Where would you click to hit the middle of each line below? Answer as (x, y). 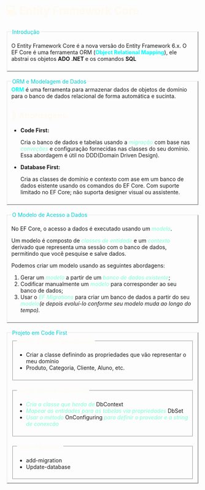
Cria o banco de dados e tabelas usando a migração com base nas (105, 142)
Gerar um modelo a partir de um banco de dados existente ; (95, 277)
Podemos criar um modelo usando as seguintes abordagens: (88, 265)
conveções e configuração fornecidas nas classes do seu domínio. (105, 149)
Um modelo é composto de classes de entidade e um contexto (91, 240)
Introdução (26, 32)
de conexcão (43, 424)
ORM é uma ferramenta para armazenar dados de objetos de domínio (99, 90)
